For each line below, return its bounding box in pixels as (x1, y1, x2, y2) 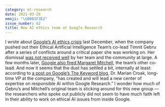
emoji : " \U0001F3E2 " (5, 16, 48, 21)
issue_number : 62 (5, 21, 41, 26)
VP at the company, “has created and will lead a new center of (15, 76, 142, 81)
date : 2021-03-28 (5, 12, 41, 17)
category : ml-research (5, 7, 52, 12)
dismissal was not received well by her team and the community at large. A (5, 54, 158, 60)
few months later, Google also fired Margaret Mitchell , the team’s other (5, 60, 149, 66)
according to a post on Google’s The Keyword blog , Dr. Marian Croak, (5, 70, 147, 76)
